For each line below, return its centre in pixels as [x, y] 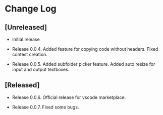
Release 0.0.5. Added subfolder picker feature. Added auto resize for [84, 64]
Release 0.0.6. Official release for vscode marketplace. [69, 97]
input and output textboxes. [41, 69]
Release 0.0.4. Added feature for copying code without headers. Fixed [85, 49]
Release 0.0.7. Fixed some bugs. [45, 107]
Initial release [26, 39]
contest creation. [30, 54]
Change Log [31, 9]
